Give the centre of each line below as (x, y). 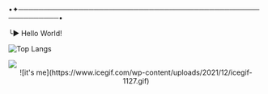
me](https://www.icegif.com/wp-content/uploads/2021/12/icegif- (144, 72)
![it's (27, 72)
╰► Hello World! (35, 33)
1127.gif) (136, 81)
